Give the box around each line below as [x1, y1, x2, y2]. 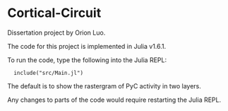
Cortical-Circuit [7, 5, 102, 21]
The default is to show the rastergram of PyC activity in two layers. [7, 81, 201, 90]
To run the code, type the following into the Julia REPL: [7, 55, 167, 64]
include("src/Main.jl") [13, 69, 83, 76]
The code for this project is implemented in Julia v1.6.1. [7, 42, 167, 50]
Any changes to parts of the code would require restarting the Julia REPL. [7, 95, 221, 104]
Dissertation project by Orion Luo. [7, 28, 106, 37]
